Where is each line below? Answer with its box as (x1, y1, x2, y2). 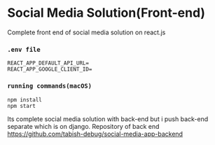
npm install (7, 96, 42, 103)
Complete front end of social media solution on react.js (7, 28, 166, 36)
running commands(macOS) (7, 82, 92, 90)
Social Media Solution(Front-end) (7, 5, 205, 21)
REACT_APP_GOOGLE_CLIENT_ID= (7, 66, 92, 73)
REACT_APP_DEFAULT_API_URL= (7, 60, 90, 67)
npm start (7, 102, 36, 109)
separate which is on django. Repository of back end (7, 122, 160, 130)
